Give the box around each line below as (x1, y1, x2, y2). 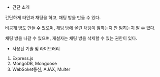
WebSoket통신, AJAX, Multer (12, 66, 70, 72)
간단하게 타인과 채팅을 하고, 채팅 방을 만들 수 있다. (5, 15, 101, 20)
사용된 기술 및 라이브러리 (12, 46, 60, 51)
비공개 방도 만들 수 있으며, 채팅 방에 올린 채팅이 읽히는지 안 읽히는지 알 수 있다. (5, 25, 156, 31)
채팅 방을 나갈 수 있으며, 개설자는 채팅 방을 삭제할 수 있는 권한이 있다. (5, 36, 137, 41)
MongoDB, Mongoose (12, 60, 57, 66)
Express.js (12, 56, 33, 61)
